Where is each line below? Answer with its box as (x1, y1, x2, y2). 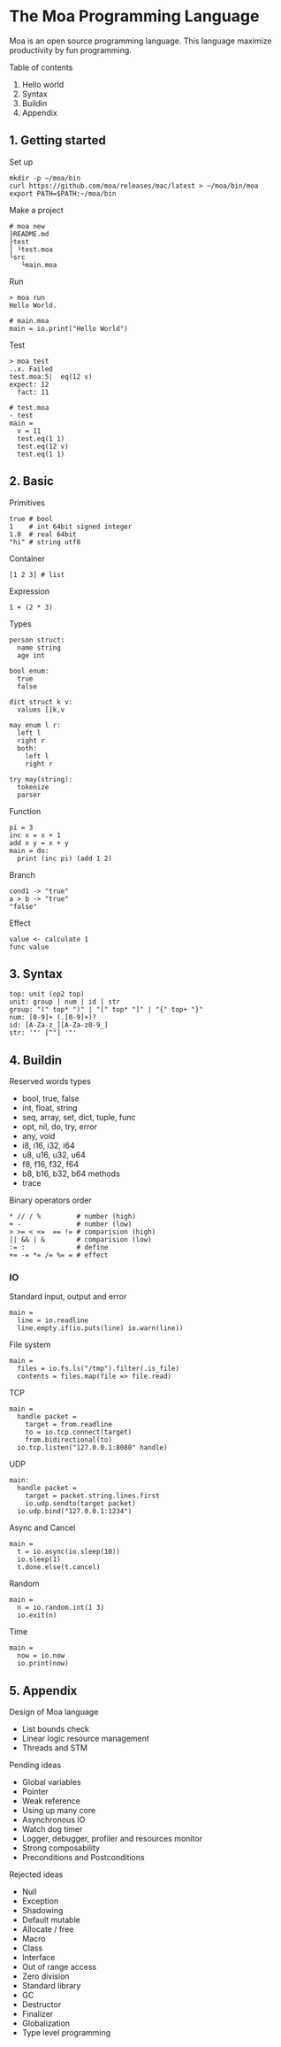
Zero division (21, 1971, 70, 1982)
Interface (21, 1952, 56, 1963)
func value (9, 943, 49, 951)
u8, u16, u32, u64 (21, 1150, 86, 1160)
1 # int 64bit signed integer (9, 522, 133, 531)
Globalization (21, 2018, 71, 2028)
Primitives (9, 497, 46, 508)
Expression (9, 586, 50, 596)
